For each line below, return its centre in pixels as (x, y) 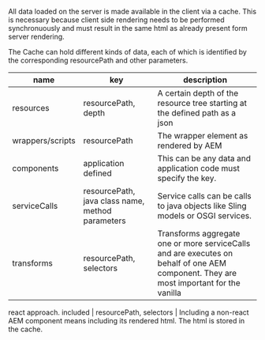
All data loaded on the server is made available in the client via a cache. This (132, 11)
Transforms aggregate (199, 234)
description (205, 80)
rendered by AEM (190, 145)
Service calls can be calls (205, 196)
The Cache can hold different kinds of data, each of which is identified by (127, 52)
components (35, 168)
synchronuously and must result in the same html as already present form (128, 28)
